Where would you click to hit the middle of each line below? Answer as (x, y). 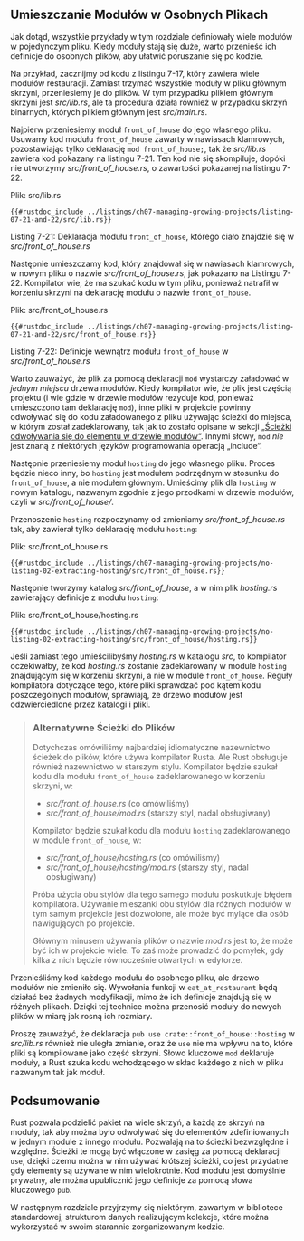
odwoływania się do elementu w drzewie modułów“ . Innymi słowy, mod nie (147, 436)
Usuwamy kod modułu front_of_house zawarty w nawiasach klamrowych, (148, 138)
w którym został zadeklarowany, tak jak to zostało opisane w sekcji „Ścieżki (151, 426)
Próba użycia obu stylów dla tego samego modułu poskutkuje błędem (162, 894)
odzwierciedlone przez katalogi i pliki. (81, 704)
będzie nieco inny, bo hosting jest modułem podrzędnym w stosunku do (145, 473)
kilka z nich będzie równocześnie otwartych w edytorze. (138, 960)
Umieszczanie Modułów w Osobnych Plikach (139, 15)
